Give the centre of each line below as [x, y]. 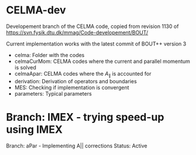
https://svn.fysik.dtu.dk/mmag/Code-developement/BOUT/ [77, 32]
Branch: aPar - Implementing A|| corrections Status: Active [77, 146]
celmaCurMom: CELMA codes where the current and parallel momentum [102, 61]
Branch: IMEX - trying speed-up [85, 117]
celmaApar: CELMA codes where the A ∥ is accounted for [83, 74]
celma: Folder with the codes [49, 55]
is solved [25, 67]
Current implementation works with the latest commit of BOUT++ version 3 [96, 44]
